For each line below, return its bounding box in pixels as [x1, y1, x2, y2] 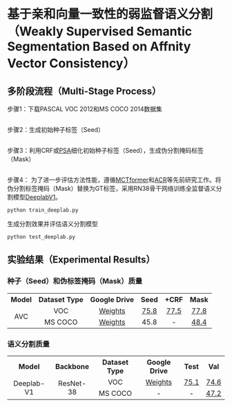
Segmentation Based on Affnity [7, 39, 191, 55]
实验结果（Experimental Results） [7, 254, 155, 266]
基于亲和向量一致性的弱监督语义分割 [7, 6, 213, 22]
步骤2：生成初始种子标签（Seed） [7, 126, 105, 133]
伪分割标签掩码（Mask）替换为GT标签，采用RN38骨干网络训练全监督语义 [7, 184, 216, 192]
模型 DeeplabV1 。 [12, 193, 62, 201]
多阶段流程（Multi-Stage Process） [7, 85, 162, 97]
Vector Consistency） [7, 56, 136, 71]
